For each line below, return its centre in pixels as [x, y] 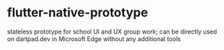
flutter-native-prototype [78, 13]
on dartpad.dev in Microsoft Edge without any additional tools [94, 38]
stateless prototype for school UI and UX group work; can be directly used [112, 32]
